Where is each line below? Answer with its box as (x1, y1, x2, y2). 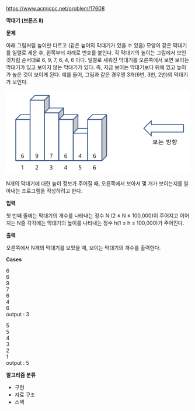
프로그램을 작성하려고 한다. (21, 187, 83, 194)
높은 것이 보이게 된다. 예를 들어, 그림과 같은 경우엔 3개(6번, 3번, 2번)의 (12, 71, 173, 78)
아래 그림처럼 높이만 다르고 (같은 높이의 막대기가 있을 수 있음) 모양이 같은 (6, 42, 172, 49)
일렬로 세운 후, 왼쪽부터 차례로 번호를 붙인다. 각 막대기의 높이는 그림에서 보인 (12, 49, 187, 56)
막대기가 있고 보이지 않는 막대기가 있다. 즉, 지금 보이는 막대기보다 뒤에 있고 (6, 64, 176, 71)
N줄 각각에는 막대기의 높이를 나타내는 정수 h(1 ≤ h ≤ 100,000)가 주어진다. (16, 219, 184, 226)
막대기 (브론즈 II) (6, 17, 44, 24)
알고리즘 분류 (6, 371, 36, 378)
